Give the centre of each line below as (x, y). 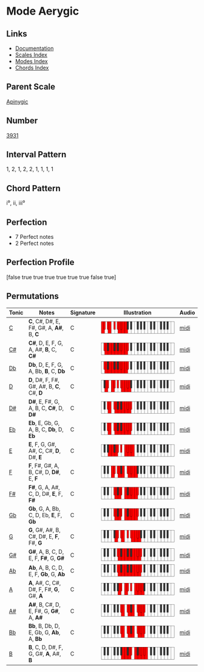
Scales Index (31, 55)
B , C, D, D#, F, (46, 647)
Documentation (34, 48)
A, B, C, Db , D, (46, 429)
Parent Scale (31, 87)
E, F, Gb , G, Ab (47, 574)
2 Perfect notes (34, 243)
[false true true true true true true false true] (61, 277)
